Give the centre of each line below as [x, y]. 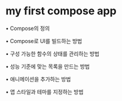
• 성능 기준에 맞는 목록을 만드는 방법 [48, 66]
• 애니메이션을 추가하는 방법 [38, 79]
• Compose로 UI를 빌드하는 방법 [44, 41]
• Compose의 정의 [28, 28]
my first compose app [61, 11]
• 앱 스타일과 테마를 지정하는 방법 [45, 91]
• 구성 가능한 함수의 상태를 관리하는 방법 [53, 53]
